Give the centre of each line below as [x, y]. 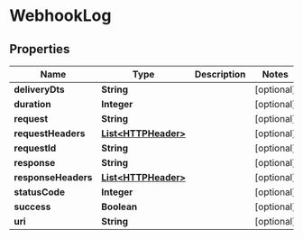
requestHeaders [50, 133]
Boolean [119, 207]
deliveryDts [39, 89]
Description [220, 74]
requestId [35, 148]
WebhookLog [60, 16]
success [32, 207]
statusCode [40, 192]
